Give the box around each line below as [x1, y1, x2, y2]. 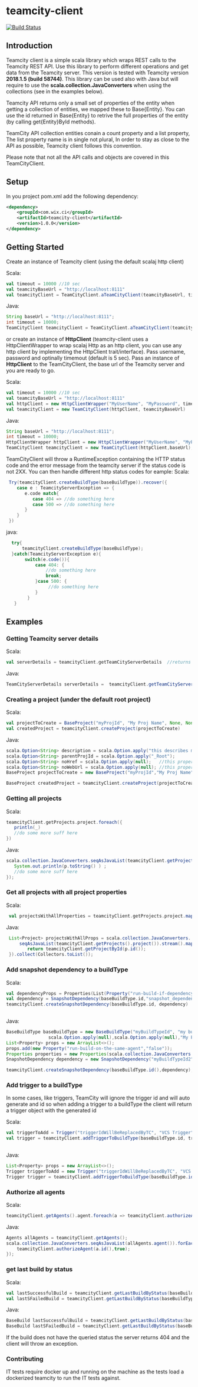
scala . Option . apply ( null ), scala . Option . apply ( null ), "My [48, 1034, 189, 1040]
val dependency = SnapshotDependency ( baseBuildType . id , [6, 996, 146, 1002]
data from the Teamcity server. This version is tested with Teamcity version [6, 69, 189, 76]
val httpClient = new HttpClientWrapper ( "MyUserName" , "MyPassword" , [6, 400, 181, 407]
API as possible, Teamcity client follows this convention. [6, 142, 143, 149]
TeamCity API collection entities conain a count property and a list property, [6, 129, 190, 136]
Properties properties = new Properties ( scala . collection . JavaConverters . [6, 1051, 194, 1057]
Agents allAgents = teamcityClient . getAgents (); [6, 1235, 128, 1241]
